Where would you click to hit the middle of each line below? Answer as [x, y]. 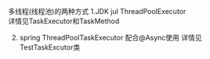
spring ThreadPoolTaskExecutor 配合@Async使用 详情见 [110, 38]
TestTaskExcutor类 [50, 47]
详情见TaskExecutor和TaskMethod [64, 21]
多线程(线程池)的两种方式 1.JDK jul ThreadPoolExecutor [97, 11]
